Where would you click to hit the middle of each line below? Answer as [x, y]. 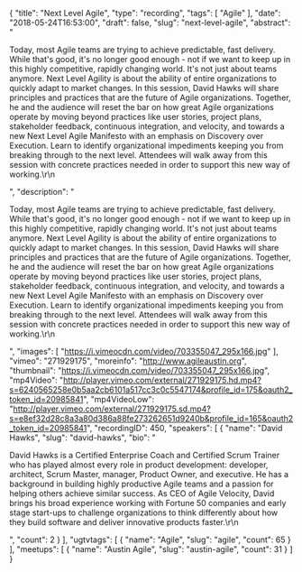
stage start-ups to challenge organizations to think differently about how [144, 512]
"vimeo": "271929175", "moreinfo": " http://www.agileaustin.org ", [128, 361]
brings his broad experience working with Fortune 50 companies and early [148, 503]
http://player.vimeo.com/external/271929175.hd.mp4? [162, 380]
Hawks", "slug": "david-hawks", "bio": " [82, 438]
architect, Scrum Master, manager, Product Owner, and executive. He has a [149, 474]
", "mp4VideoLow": [119, 399]
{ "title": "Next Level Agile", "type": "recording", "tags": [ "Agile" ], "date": [145, 13]
